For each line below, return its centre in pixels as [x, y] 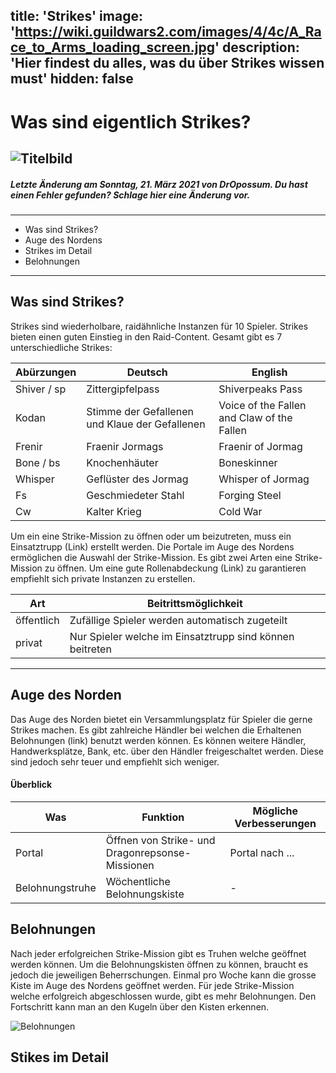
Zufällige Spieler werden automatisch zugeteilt [178, 620]
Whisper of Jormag [264, 479]
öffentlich [37, 620]
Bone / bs [38, 462]
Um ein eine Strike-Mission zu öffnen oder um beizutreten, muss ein [151, 536]
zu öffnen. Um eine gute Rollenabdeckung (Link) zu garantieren [175, 568]
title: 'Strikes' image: [76, 16]
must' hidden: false [72, 79]
